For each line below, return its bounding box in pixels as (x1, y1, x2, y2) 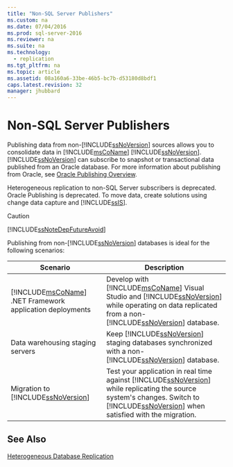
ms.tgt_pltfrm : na (7, 62, 60, 69)
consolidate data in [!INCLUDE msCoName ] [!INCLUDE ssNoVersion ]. (7, 148, 202, 156)
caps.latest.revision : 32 (7, 81, 82, 88)
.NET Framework (10, 296, 66, 306)
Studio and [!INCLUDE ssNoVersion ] (106, 292, 223, 302)
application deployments (10, 305, 92, 315)
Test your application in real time (106, 366, 213, 376)
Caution (7, 212, 30, 220)
